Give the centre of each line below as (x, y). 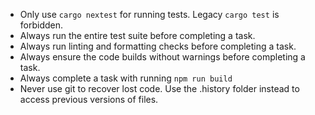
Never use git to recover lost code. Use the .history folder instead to (159, 88)
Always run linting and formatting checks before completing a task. (158, 46)
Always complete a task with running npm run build (126, 78)
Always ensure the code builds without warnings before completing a (162, 57)
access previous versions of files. (89, 99)
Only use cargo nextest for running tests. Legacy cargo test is (149, 14)
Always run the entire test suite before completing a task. (137, 35)
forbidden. (41, 25)
